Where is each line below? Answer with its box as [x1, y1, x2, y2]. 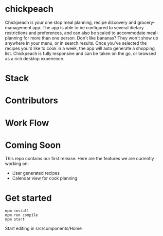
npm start [5, 217, 25, 222]
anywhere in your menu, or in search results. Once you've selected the [5, 40, 147, 46]
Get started [5, 192, 52, 203]
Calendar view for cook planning [12, 175, 78, 181]
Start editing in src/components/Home [5, 225, 82, 232]
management [5, 24, 32, 30]
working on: [5, 161, 29, 166]
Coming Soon [5, 140, 61, 150]
